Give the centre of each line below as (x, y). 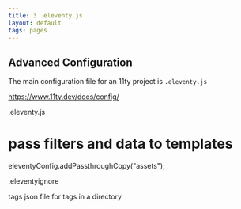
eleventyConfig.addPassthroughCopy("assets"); (87, 166)
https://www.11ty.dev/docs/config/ (64, 97)
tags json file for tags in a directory (65, 197)
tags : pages (28, 30)
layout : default (35, 23)
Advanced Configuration (70, 62)
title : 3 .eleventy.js (45, 15)
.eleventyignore (34, 181)
